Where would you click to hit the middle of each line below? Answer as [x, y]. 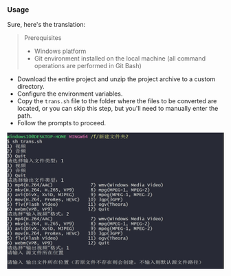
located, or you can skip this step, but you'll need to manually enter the [118, 109]
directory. [31, 87]
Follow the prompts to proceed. [62, 123]
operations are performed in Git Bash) [88, 66]
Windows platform [60, 51]
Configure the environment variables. [70, 94]
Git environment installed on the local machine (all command [120, 59]
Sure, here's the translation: [46, 25]
